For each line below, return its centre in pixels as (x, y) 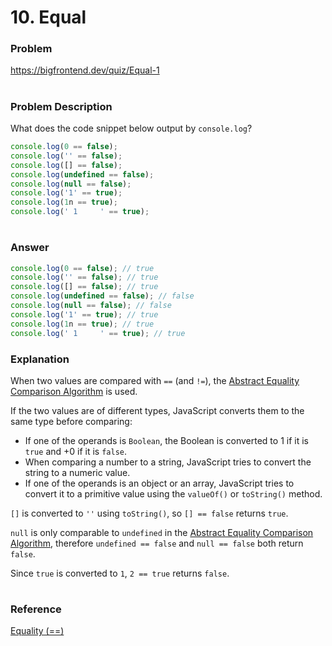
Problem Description (61, 106)
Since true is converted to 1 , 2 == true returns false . (120, 573)
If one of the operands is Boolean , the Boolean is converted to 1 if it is (166, 440)
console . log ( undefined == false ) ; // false (102, 296)
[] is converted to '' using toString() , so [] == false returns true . (149, 513)
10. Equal (48, 17)
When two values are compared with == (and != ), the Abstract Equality (155, 380)
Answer (30, 248)
